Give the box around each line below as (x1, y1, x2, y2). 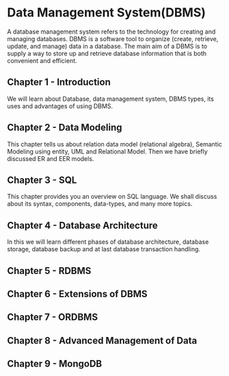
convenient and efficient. (7, 56, 77, 64)
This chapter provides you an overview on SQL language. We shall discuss (7, 192, 217, 201)
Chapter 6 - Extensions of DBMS (7, 288, 148, 299)
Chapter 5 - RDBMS (7, 265, 92, 277)
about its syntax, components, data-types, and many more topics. (7, 200, 193, 208)
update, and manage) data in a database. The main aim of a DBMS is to (7, 42, 208, 50)
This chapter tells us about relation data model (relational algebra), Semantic (7, 140, 222, 148)
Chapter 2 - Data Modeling (7, 122, 122, 134)
